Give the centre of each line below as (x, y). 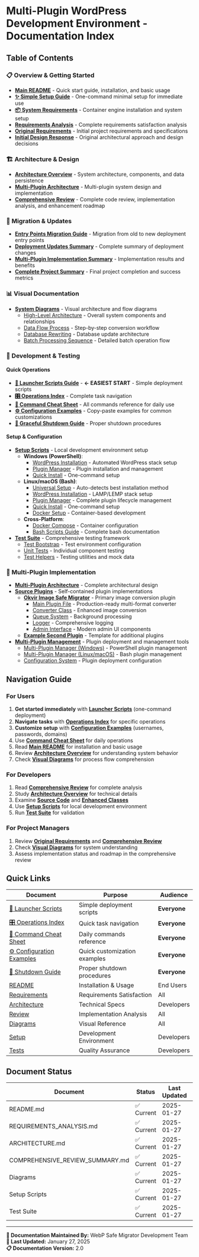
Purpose (115, 895)
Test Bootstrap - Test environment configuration (82, 544)
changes (25, 253)
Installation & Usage (107, 985)
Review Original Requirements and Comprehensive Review (88, 841)
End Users (172, 985)
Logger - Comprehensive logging (73, 623)
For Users (20, 696)
